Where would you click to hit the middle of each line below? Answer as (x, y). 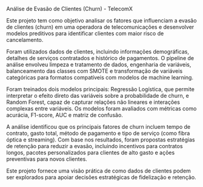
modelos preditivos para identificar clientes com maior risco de (85, 33)
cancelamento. (25, 40)
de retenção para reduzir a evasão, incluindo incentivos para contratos (95, 146)
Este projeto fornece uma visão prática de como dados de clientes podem (98, 171)
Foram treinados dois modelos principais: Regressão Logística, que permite (101, 89)
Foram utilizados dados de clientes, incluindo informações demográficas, (98, 52)
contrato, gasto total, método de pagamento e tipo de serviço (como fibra (98, 133)
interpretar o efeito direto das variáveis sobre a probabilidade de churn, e (98, 96)
